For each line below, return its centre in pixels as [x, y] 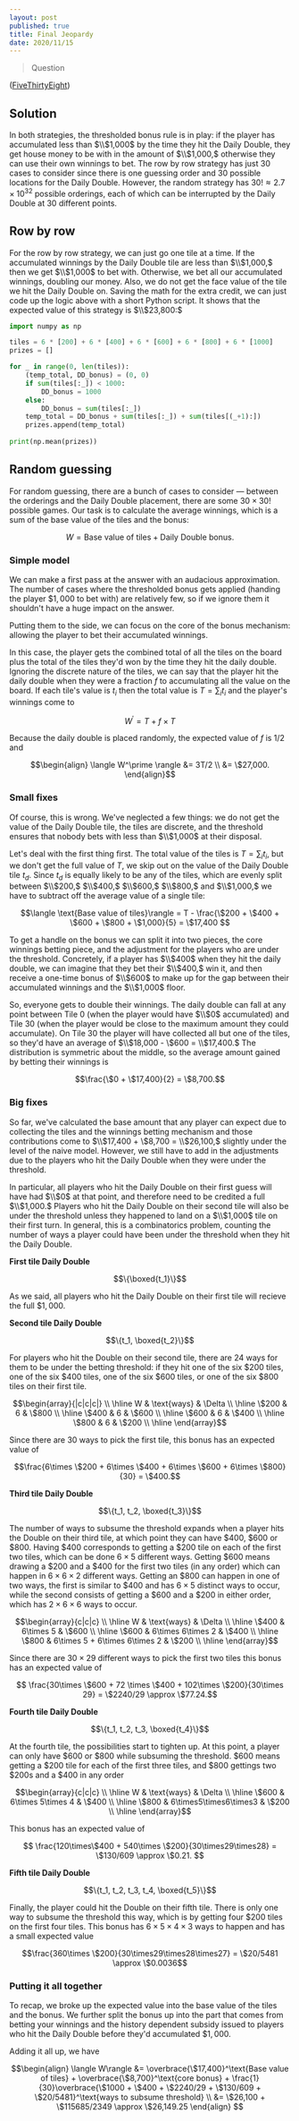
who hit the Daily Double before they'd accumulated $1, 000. [120, 2033]
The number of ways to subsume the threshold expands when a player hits [147, 1528]
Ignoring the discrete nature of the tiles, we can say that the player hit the [144, 671]
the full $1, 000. [37, 1305]
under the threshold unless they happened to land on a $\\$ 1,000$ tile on [144, 1215]
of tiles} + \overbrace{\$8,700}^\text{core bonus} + [135, 2078]
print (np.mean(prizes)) [54, 442]
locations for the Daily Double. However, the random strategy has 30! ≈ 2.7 [147, 183]
